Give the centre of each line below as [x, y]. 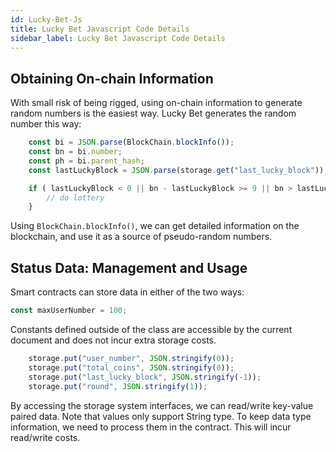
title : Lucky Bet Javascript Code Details [100, 29]
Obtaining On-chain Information [112, 78]
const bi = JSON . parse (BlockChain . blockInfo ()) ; [131, 142]
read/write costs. [45, 437]
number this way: [46, 124]
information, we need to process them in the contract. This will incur [151, 427]
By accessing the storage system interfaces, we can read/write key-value [162, 405]
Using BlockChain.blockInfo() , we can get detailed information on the [155, 226]
